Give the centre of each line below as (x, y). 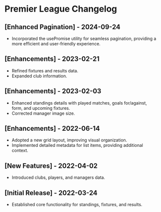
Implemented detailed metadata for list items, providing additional (77, 145)
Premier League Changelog (61, 9)
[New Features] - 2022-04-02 (51, 166)
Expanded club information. (39, 76)
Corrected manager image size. (43, 113)
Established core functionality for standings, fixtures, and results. (77, 205)
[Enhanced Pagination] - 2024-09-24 (63, 27)
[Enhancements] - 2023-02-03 (53, 91)
